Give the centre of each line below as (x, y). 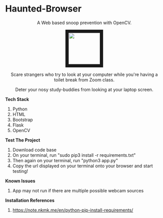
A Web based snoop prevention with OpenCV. (84, 23)
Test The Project (23, 140)
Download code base (34, 150)
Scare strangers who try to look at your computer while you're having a (84, 74)
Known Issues (20, 181)
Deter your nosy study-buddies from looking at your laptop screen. (84, 89)
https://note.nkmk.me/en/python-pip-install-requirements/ (73, 210)
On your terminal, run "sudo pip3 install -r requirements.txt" (74, 155)
